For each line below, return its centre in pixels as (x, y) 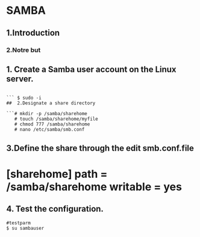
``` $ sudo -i (24, 98)
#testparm (19, 223)
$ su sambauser (25, 228)
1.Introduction (33, 33)
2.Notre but (23, 50)
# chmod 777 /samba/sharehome (52, 124)
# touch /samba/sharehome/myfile (56, 119)
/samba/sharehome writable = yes (94, 187)
